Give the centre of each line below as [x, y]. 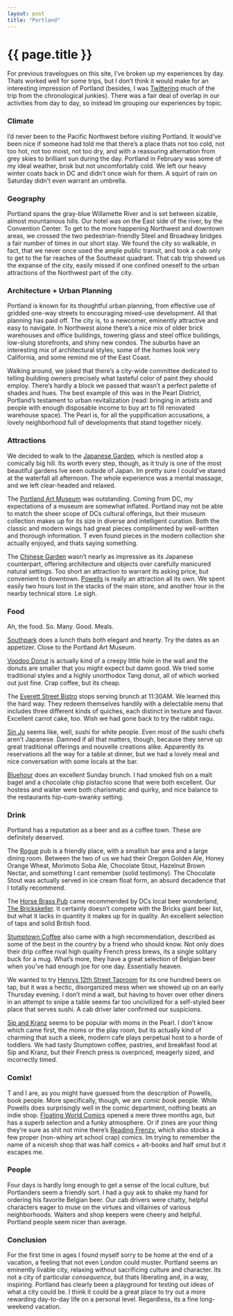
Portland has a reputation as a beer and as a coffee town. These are [104, 830]
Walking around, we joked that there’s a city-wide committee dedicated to [112, 371]
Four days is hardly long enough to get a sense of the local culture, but [108, 1185]
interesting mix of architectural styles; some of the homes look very [104, 350]
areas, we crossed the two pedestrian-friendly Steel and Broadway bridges [114, 236]
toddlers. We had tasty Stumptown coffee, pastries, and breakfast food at [112, 1045]
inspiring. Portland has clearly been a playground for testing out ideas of [111, 1285]
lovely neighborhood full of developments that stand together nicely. [105, 423]
